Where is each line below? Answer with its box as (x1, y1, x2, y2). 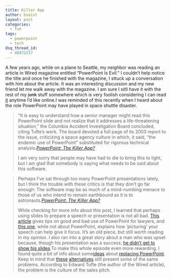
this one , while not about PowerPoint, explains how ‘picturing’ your (17, 223, 158, 229)
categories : (5, 21, 31, 27)
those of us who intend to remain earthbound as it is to (17, 192, 133, 198)
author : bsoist (5, 12, 38, 17)
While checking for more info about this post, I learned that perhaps (17, 207, 161, 213)
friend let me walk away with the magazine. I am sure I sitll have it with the (5, 86, 161, 92)
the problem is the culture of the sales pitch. (17, 267, 111, 273)
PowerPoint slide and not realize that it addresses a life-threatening (17, 118, 160, 124)
